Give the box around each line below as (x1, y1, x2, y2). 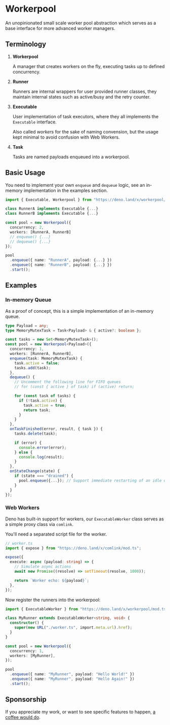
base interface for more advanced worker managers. (5, 25, 115, 31)
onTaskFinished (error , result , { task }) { (10, 426, 103, 432)
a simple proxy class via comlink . (5, 521, 74, 527)
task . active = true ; (23, 403, 67, 408)
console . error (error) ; (18, 445, 67, 450)
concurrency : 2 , (10, 225, 44, 230)
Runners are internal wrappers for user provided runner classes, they (12, 88, 157, 94)
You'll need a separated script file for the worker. (5, 531, 107, 537)
